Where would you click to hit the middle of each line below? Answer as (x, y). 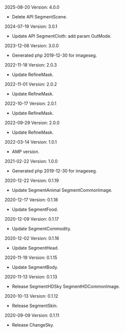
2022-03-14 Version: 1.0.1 (31, 142)
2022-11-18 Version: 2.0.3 (31, 65)
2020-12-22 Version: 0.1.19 (32, 180)
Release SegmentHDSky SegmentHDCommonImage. (66, 286)
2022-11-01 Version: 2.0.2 (31, 84)
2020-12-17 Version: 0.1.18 (31, 200)
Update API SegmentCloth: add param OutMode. (62, 36)
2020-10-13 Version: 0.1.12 (31, 296)
